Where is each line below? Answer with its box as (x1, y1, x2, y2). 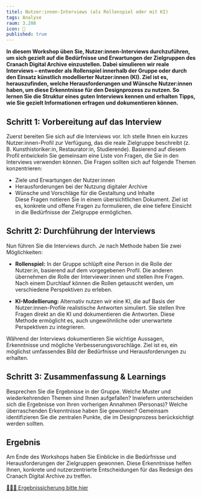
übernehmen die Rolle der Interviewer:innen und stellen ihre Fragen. (14, 273, 185, 280)
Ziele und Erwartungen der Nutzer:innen (14, 176, 116, 184)
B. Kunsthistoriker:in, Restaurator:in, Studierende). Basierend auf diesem (6, 146, 186, 153)
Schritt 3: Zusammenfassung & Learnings (6, 372, 166, 382)
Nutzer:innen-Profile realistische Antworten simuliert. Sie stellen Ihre (14, 304, 186, 311)
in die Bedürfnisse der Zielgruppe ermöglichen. (14, 208, 133, 216)
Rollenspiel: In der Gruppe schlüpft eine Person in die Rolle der (14, 260, 172, 268)
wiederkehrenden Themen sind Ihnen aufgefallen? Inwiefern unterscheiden (6, 394, 193, 402)
